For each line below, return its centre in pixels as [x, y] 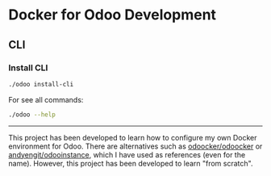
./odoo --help [32, 115]
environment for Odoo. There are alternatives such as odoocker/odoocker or [135, 146]
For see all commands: [46, 99]
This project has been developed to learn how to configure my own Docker [133, 137]
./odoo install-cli [41, 84]
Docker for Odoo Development [112, 15]
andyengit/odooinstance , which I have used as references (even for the [127, 154]
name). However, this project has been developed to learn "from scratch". [131, 163]
